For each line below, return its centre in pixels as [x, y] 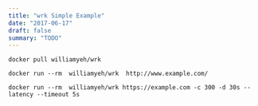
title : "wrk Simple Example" [57, 16]
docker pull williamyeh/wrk [55, 60]
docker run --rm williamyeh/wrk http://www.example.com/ [108, 74]
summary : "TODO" [35, 38]
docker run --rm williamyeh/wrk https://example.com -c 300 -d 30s [124, 88]
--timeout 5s [59, 95]
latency [21, 95]
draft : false [30, 30]
